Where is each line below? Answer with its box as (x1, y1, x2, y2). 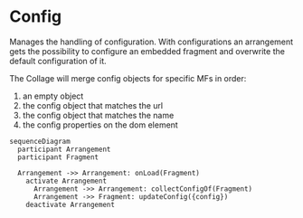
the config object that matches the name (22, 109, 175, 120)
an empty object (22, 90, 84, 101)
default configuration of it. (9, 55, 107, 66)
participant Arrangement (17, 145, 111, 154)
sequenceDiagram (9, 137, 71, 146)
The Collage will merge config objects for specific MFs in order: (9, 72, 247, 83)
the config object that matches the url (22, 100, 164, 110)
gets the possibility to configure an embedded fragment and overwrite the (9, 45, 285, 56)
